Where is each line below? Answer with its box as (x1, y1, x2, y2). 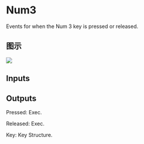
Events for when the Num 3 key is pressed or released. (6, 23, 139, 30)
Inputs (6, 73, 30, 83)
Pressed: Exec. (6, 108, 42, 115)
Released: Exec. (6, 120, 45, 127)
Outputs (6, 93, 37, 103)
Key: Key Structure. (6, 131, 53, 138)
